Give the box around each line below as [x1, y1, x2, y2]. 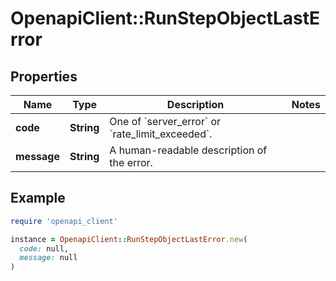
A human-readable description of [109, 143, 268, 157]
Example [10, 190, 66, 207]
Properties [10, 68, 78, 85]
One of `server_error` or [109, 115, 222, 128]
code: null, [19, 243, 70, 254]
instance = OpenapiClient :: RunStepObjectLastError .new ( [10, 234, 248, 244]
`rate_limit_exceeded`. [109, 127, 213, 141]
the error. [109, 156, 153, 169]
